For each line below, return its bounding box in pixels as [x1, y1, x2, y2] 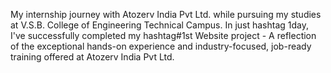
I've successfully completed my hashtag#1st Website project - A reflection [10, 30, 317, 41]
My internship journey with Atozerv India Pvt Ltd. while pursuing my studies [10, 9, 322, 20]
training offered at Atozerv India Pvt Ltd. [10, 51, 175, 63]
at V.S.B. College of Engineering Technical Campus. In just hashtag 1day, [10, 19, 310, 31]
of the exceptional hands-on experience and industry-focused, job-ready [10, 40, 312, 52]
